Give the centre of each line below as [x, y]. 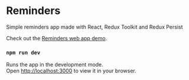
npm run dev [23, 53]
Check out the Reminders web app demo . [57, 38]
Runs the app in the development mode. [55, 65]
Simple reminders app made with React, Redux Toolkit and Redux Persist [94, 27]
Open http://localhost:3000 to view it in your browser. [71, 71]
